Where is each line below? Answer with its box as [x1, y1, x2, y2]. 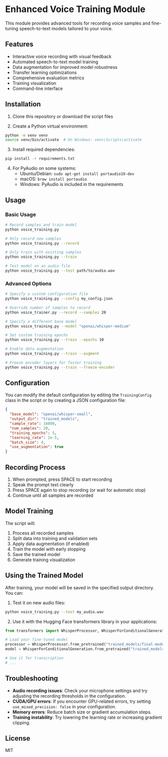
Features [5, 40, 33, 49]
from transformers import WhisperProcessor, [5, 628, 99, 633]
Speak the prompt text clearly [12, 482, 74, 488]
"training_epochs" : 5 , [9, 430, 57, 436]
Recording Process [5, 463, 66, 472]
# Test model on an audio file [5, 264, 70, 269]
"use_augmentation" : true [9, 445, 64, 450]
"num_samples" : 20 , [9, 425, 50, 430]
